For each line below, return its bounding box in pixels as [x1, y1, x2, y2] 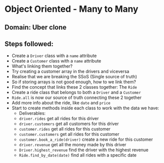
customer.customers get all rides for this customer [19, 131, 120, 137]
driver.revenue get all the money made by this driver [19, 142, 127, 148]
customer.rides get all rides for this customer [19, 126, 111, 132]
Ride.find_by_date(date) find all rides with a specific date [19, 152, 137, 158]
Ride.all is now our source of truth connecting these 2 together [11, 95, 142, 100]
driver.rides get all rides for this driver [19, 116, 99, 122]
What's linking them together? [11, 63, 73, 69]
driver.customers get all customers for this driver [19, 121, 119, 127]
